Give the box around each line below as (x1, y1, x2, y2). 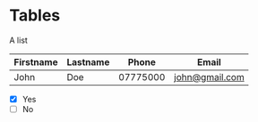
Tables (9, 5, 61, 26)
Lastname (66, 55, 110, 68)
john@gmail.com (174, 70, 245, 83)
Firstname (13, 55, 58, 68)
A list (9, 35, 29, 45)
